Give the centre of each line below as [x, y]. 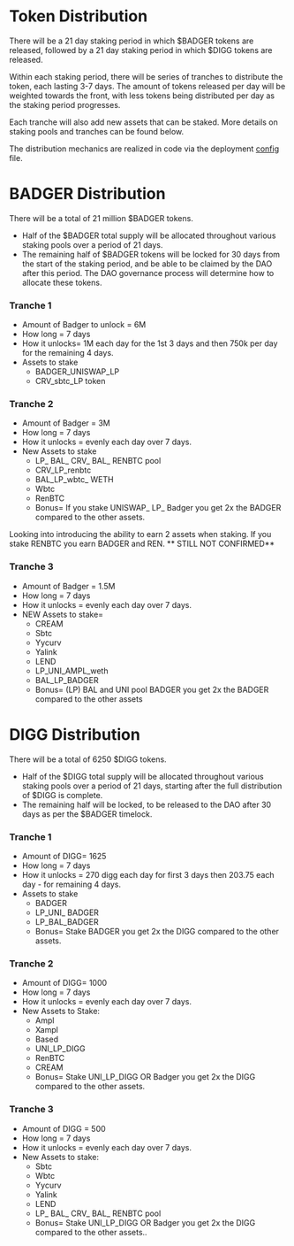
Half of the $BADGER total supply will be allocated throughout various [149, 235]
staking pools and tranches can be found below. [97, 131]
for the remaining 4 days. [68, 353]
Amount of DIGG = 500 [64, 1128]
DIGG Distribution [75, 734]
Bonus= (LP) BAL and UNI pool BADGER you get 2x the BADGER [152, 689]
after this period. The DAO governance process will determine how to [148, 273]
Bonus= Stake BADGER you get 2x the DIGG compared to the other [157, 931]
